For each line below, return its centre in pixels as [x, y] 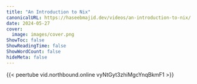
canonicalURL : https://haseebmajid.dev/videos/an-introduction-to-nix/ [98, 18]
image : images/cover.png [43, 35]
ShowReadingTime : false [36, 46]
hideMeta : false [27, 57]
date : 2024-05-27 [28, 23]
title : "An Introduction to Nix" [48, 12]
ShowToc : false [25, 40]
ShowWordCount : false [34, 52]
